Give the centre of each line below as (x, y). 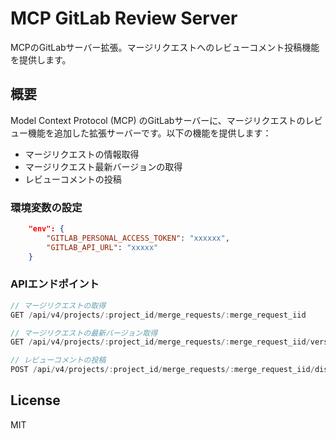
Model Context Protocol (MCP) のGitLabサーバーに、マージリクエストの (158, 120)
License (35, 400)
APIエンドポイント (55, 284)
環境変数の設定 (46, 207)
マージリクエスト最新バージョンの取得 (103, 166)
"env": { (46, 229)
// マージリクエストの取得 (58, 305)
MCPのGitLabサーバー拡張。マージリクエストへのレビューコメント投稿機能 (165, 47)
